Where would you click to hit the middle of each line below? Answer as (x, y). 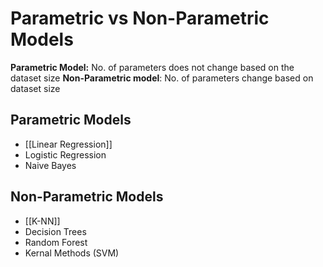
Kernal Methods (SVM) (72, 253)
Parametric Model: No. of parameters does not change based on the (152, 67)
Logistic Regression (65, 154)
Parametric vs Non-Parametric (140, 18)
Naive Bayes (50, 165)
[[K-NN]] (42, 221)
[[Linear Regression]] (68, 144)
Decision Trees (55, 231)
